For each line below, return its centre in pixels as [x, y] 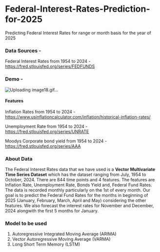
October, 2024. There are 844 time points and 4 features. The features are [80, 180]
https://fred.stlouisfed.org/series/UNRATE [47, 131]
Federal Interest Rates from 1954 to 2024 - [48, 61]
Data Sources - [23, 51]
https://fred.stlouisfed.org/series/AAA [43, 146]
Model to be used [26, 223]
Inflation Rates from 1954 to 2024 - [40, 112]
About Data [19, 158]
